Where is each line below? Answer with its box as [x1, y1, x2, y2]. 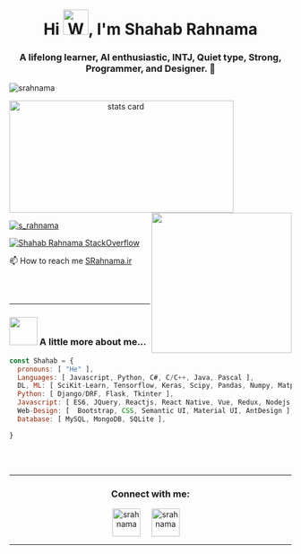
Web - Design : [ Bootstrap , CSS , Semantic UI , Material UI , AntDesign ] [17, 407, 291, 416]
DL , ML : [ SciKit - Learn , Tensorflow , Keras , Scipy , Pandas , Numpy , [17, 382, 275, 391]
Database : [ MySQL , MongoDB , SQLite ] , [17, 414, 167, 424]
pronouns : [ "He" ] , [17, 365, 94, 374]
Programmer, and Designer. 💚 [85, 63, 216, 75]
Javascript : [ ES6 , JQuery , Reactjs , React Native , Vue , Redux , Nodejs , [17, 398, 295, 408]
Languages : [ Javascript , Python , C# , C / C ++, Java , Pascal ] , [17, 373, 254, 382]
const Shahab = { [9, 356, 74, 365]
